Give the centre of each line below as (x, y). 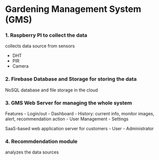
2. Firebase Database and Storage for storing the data (71, 79)
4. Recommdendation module (41, 141)
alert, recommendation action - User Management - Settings (67, 119)
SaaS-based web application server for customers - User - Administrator (79, 129)
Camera (20, 66)
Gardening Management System (73, 9)
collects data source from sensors (40, 46)
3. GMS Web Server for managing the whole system (69, 103)
